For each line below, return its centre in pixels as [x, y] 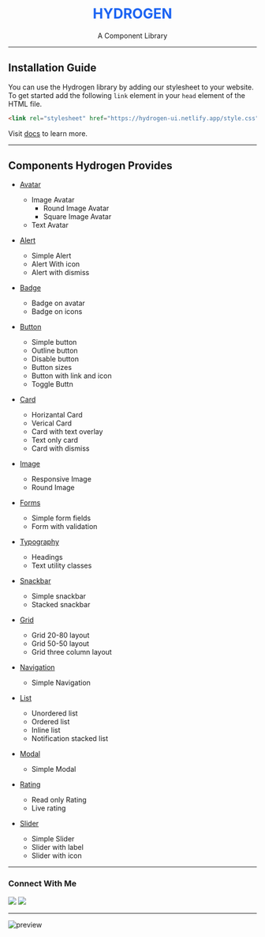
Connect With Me [43, 884]
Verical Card [52, 423]
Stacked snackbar [61, 605]
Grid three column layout [71, 652]
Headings [47, 557]
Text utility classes [62, 565]
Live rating [49, 808]
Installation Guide [52, 68]
